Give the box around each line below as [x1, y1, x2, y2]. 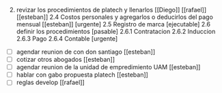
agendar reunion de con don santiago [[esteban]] [16, 48, 156, 56]
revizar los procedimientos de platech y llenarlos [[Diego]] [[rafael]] [16, 6, 207, 14]
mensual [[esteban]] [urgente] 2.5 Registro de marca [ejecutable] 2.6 [16, 20, 211, 28]
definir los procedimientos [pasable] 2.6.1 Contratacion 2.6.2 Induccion [16, 27, 216, 35]
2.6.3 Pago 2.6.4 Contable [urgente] [16, 35, 118, 43]
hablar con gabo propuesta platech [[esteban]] [16, 71, 148, 79]
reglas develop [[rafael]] [16, 78, 85, 87]
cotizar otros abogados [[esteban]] [16, 56, 115, 64]
